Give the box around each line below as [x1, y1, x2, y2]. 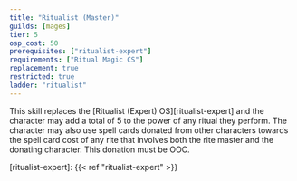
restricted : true [9, 72, 75, 81]
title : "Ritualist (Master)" [9, 13, 120, 23]
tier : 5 [9, 30, 39, 39]
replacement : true [9, 64, 79, 73]
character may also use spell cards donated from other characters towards [9, 124, 289, 136]
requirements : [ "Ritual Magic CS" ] [9, 55, 144, 64]
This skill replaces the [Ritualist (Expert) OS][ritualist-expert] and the [9, 105, 264, 116]
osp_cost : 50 [9, 38, 59, 48]
